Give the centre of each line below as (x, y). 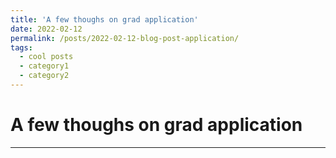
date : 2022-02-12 (46, 29)
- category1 (44, 66)
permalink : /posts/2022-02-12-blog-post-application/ (125, 38)
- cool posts (46, 57)
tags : (21, 47)
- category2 (44, 76)
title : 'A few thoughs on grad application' (104, 19)
